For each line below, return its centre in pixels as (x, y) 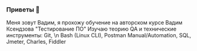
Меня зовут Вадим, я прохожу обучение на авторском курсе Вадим (94, 23)
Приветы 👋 (23, 10)
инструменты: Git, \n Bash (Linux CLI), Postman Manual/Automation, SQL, (99, 35)
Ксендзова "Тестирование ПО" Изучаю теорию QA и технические (92, 29)
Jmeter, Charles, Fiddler (36, 42)
